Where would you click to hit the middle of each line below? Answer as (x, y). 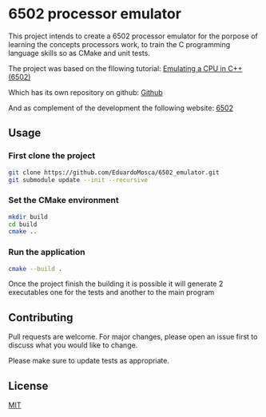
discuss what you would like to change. (73, 345)
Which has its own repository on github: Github (85, 92)
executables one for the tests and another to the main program (111, 292)
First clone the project (52, 156)
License (28, 385)
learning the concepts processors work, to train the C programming (119, 44)
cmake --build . (35, 268)
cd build (23, 224)
